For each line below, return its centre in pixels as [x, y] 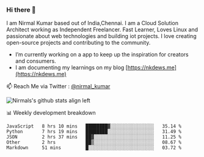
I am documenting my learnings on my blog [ [71, 67]
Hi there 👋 [21, 10]
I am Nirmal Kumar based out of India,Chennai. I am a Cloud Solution [93, 23]
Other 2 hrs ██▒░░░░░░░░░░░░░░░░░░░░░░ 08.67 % [94, 143]
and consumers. [35, 61]
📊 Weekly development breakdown [51, 113]
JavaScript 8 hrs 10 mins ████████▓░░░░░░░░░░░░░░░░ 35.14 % [94, 126]
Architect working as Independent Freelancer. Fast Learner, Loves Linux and [102, 29]
